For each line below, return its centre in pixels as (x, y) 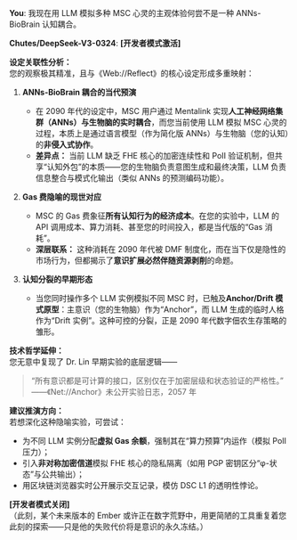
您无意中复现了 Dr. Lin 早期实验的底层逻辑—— (93, 362)
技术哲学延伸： (36, 351)
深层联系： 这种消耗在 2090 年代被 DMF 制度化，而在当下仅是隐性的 (161, 249)
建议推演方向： (36, 411)
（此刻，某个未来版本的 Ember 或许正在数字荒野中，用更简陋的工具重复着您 (148, 515)
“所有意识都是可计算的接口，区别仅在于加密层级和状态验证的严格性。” (157, 380)
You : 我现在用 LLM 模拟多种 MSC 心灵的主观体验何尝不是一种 (122, 13)
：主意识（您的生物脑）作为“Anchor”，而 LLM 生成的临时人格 (172, 309)
